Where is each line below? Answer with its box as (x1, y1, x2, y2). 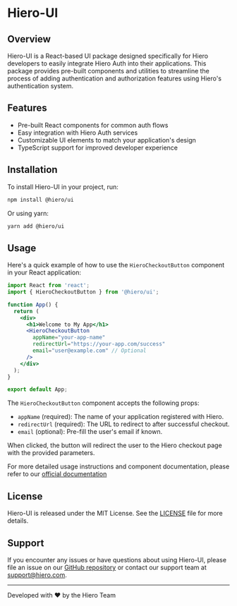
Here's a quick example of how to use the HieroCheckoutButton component (7, 261, 225, 269)
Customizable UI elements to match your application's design (17, 135, 196, 144)
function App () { (7, 301, 59, 308)
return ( (13, 308, 39, 315)
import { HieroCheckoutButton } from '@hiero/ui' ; (7, 289, 159, 296)
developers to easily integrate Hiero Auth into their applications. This (7, 59, 207, 68)
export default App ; (7, 386, 68, 393)
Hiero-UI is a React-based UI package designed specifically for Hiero (7, 51, 209, 60)
